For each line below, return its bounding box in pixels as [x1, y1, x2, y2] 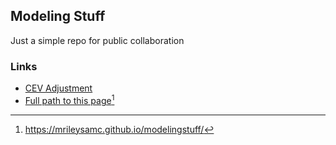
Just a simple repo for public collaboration [10, 34, 185, 46]
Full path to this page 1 [24, 93, 115, 106]
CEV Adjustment [24, 82, 93, 94]
